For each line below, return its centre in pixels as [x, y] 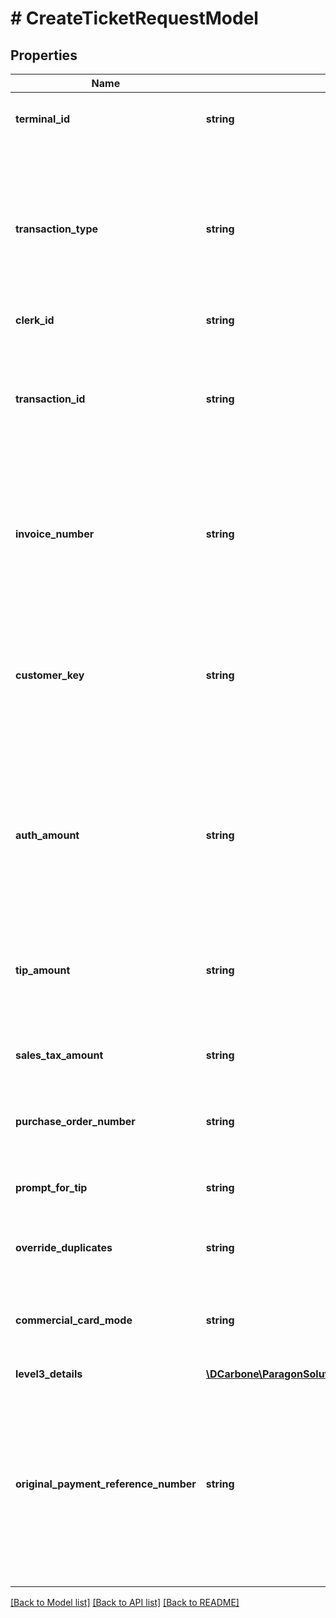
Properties [44, 55]
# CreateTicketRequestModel [134, 18]
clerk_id [35, 320]
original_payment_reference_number [106, 1484]
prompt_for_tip [51, 1187]
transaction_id [50, 399]
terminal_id [42, 119]
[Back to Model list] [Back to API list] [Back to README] [125, 1602]
